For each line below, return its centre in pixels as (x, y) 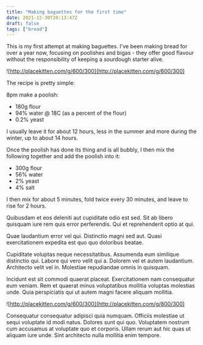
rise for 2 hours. (27, 206)
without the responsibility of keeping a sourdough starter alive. (85, 59)
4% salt (25, 187)
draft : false (23, 23)
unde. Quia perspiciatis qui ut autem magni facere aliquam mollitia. (90, 292)
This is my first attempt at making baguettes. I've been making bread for (97, 46)
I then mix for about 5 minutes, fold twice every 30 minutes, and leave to (97, 200)
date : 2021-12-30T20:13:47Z (42, 18)
